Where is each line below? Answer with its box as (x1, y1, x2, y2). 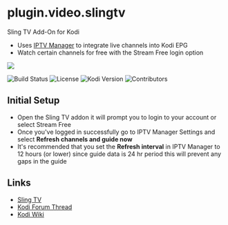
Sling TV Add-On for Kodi (7, 28, 79, 36)
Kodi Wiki (17, 210, 45, 218)
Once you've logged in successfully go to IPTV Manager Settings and (17, 128, 216, 136)
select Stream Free (17, 120, 71, 128)
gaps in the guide (17, 157, 67, 165)
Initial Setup (7, 95, 60, 106)
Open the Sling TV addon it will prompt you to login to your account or (17, 112, 217, 121)
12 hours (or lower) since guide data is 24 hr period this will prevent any (17, 150, 222, 158)
